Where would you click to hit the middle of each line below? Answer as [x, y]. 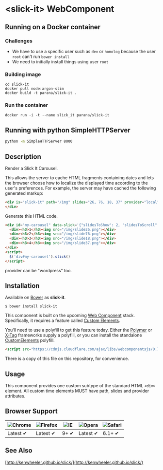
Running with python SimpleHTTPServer [68, 130]
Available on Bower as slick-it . [35, 298]
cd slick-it [17, 85]
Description [23, 157]
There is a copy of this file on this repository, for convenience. [67, 358]
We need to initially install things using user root [60, 61]
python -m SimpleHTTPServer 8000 [39, 141]
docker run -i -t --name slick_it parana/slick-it [57, 115]
